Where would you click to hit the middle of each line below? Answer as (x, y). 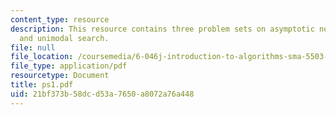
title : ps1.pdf (42, 85)
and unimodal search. (64, 38)
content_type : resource (60, 19)
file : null (33, 47)
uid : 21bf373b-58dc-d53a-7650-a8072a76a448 (102, 94)
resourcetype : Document (60, 76)
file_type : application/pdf (69, 66)
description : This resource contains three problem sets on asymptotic (162, 29)
